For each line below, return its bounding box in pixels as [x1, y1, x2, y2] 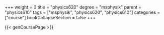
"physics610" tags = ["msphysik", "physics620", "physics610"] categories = [4, 9, 160, 15]
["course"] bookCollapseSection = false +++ [4, 15, 96, 20]
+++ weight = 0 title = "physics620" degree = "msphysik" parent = [4, 4, 142, 10]
